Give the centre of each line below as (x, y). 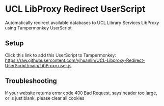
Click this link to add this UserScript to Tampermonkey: (61, 55)
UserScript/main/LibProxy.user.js (38, 65)
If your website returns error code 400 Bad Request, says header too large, (81, 93)
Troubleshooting (31, 81)
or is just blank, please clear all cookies (45, 98)
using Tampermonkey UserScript (39, 27)
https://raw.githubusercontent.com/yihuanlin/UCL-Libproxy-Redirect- (75, 60)
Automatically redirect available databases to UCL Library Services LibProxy (82, 23)
